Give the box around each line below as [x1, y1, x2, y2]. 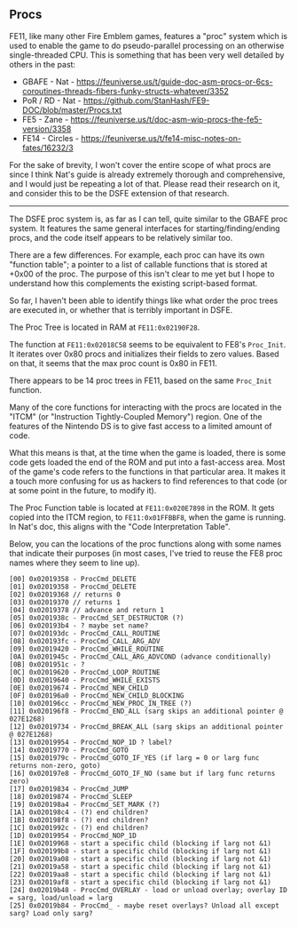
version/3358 [21, 124, 72, 134]
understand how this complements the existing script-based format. [9, 277, 258, 288]
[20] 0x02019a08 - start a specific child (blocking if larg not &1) [9, 854, 272, 863]
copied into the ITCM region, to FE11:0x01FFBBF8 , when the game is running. [9, 511, 286, 523]
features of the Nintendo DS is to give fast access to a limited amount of [9, 420, 272, 431]
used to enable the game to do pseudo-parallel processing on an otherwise [9, 40, 285, 51]
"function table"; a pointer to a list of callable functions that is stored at [9, 259, 268, 269]
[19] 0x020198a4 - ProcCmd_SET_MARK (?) [9, 800, 161, 809]
